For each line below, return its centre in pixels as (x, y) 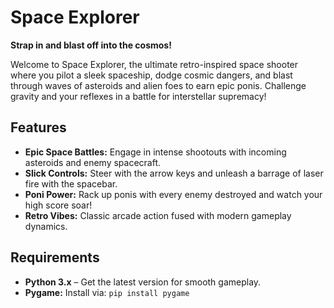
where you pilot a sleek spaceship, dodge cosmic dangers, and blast (151, 75)
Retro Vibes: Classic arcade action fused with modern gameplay (158, 215)
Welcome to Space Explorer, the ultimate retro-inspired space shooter (154, 64)
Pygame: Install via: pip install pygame (107, 292)
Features (38, 127)
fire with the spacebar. (71, 183)
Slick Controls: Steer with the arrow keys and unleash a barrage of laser (174, 173)
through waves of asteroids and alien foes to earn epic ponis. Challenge (158, 85)
